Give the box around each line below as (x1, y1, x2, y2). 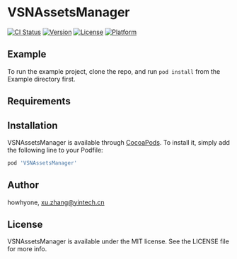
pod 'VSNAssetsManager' (7, 159, 78, 167)
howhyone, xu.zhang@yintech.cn (7, 198, 105, 206)
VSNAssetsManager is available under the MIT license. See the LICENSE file (7, 237, 230, 246)
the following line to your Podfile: (7, 145, 104, 154)
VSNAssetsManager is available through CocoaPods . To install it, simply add (7, 138, 230, 146)
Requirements (7, 95, 71, 107)
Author (7, 179, 39, 192)
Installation (7, 119, 58, 131)
